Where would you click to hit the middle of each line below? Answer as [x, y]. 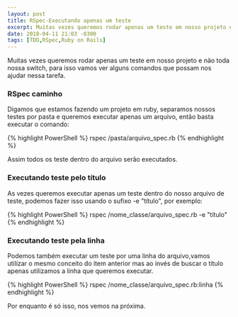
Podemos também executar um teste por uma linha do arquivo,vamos [109, 256]
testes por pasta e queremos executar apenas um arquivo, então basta [110, 117]
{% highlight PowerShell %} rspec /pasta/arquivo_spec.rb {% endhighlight [116, 138]
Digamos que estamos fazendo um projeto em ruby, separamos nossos [112, 109]
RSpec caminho [35, 94]
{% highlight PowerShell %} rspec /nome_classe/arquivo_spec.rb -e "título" [118, 214]
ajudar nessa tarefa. [36, 76]
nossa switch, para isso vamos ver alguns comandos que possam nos [109, 68]
